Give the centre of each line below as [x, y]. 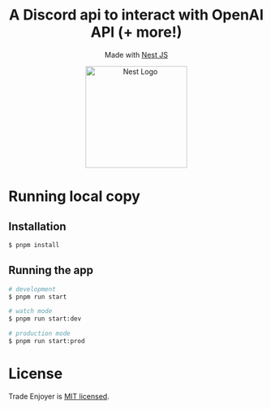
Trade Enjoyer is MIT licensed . [59, 396]
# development [32, 289]
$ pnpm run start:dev [45, 319]
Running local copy [74, 196]
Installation [37, 226]
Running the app [51, 270]
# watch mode [30, 311]
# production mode [39, 334]
